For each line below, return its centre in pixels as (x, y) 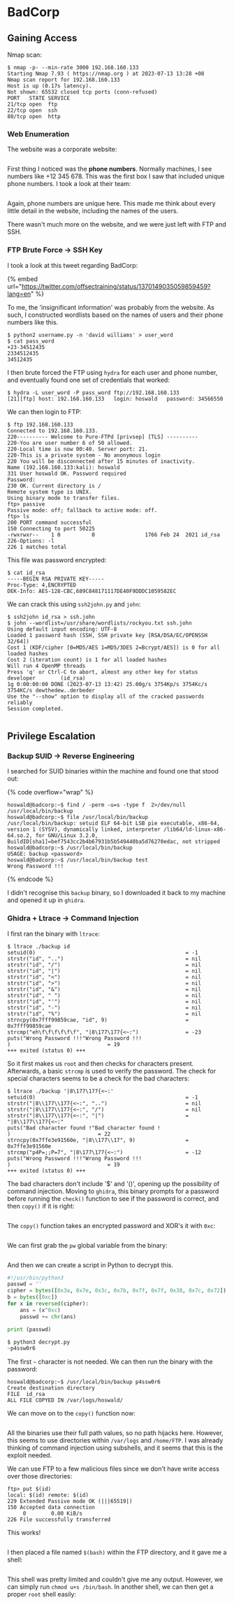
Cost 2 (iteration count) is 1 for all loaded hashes (87, 659)
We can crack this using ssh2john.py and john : (74, 604)
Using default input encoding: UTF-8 (62, 629)
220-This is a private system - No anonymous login (84, 455)
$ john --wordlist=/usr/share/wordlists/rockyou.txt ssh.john (100, 623)
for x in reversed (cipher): (48, 1304)
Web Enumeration (38, 134)
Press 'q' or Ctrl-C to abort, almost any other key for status (103, 672)
